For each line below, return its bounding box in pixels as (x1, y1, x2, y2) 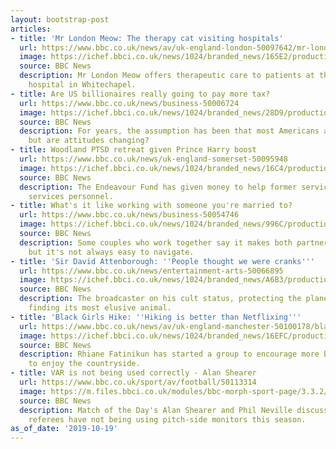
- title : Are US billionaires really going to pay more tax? (10, 89, 271, 99)
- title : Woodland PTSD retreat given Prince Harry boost (10, 145, 257, 155)
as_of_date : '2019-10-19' (10, 424, 118, 434)
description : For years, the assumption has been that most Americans (19, 126, 320, 136)
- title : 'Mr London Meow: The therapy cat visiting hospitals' (10, 33, 284, 43)
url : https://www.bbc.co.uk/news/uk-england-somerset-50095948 (19, 154, 288, 164)
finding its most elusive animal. (28, 303, 172, 313)
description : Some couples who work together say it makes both (19, 237, 293, 248)
